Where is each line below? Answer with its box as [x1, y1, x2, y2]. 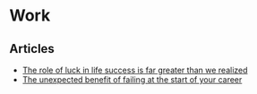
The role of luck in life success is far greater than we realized [21, 64, 248, 75]
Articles [9, 41, 56, 56]
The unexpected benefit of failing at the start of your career [21, 74, 243, 85]
